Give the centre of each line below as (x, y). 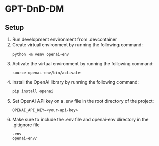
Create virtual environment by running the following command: (77, 45)
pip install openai (33, 91)
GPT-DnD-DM (34, 9)
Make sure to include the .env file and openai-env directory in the (80, 119)
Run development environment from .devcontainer (65, 39)
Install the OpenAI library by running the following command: (75, 82)
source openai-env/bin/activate (46, 73)
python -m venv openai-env (41, 54)
